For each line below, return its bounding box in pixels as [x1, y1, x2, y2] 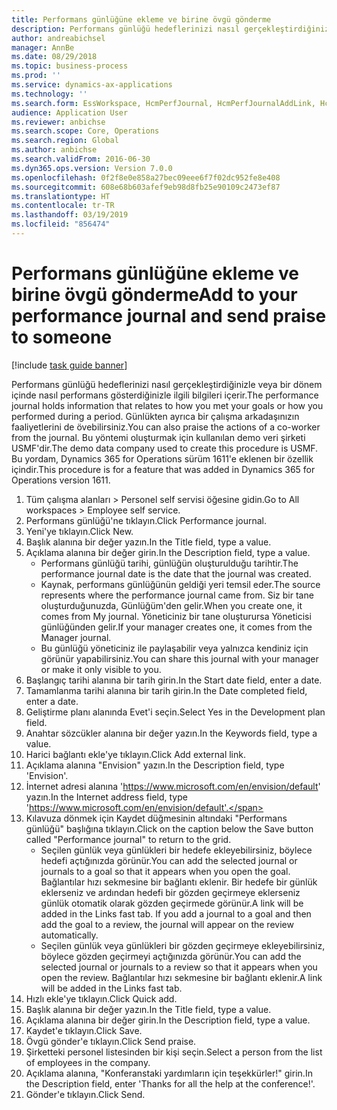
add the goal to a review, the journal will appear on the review [40, 918, 294, 930]
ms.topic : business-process [11, 61, 129, 71]
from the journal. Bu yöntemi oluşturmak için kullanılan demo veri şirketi [11, 431, 306, 443]
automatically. [40, 929, 99, 941]
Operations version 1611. [11, 474, 111, 486]
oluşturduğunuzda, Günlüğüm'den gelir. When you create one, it [40, 599, 303, 611]
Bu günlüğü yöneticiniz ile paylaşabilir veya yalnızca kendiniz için [40, 642, 309, 654]
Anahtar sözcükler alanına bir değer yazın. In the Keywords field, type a [25, 727, 318, 739]
